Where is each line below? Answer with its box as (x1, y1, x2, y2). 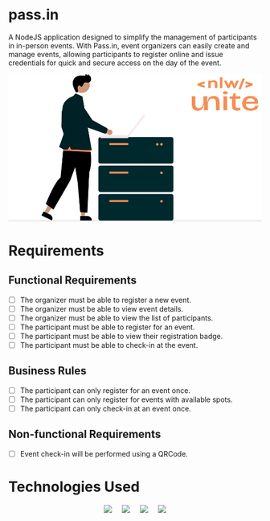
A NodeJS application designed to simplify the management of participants (8, 32, 257, 42)
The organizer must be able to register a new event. (19, 295, 191, 304)
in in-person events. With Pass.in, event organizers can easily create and (8, 40, 250, 50)
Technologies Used (8, 478, 141, 496)
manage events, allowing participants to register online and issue (8, 49, 223, 59)
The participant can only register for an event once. (19, 385, 191, 395)
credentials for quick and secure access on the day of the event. (8, 58, 222, 68)
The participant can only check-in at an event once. (19, 404, 191, 414)
